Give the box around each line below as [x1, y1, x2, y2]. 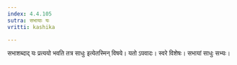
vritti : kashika [7, 23, 55, 30]
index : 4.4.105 [7, 10, 52, 18]
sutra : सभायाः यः [7, 17, 50, 24]
